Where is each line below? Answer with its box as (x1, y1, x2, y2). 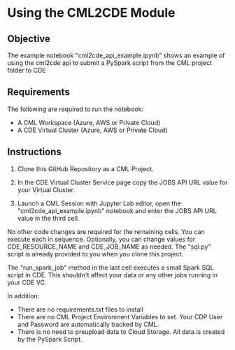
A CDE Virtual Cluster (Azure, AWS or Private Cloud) (17, 126, 168, 134)
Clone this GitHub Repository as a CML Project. (17, 164, 154, 173)
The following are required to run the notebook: (7, 105, 144, 113)
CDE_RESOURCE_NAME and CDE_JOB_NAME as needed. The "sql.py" (7, 242, 211, 251)
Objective (7, 33, 51, 45)
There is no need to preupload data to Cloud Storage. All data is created (17, 327, 225, 336)
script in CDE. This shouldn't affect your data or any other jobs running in (7, 270, 218, 279)
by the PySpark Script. (17, 335, 83, 343)
